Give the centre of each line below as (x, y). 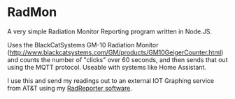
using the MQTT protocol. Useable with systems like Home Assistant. (107, 67)
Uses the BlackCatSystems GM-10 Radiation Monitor (83, 45)
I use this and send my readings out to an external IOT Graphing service (111, 80)
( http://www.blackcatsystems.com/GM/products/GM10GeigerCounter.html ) (115, 52)
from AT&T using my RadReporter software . (70, 88)
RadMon (32, 12)
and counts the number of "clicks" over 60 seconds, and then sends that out (117, 59)
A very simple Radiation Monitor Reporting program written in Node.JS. (109, 31)
